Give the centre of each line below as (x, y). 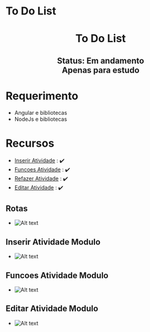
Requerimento (42, 96)
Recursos (30, 143)
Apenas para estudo (101, 70)
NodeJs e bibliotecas (41, 119)
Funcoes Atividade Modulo (57, 275)
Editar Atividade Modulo (52, 309)
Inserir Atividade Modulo (53, 242)
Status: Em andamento (101, 60)
